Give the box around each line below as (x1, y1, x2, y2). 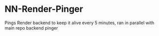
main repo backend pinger (4, 25, 58, 31)
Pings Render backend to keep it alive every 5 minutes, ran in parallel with (4, 20, 155, 26)
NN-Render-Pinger (4, 3, 83, 15)
